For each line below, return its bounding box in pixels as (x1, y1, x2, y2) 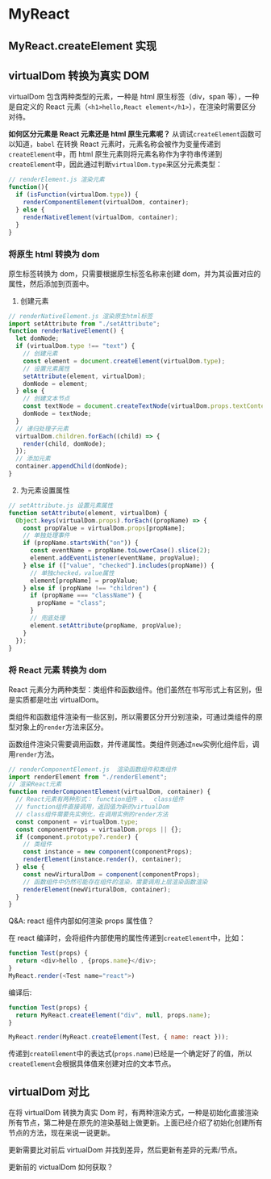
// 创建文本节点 (23, 395, 70, 403)
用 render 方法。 (8, 749, 59, 759)
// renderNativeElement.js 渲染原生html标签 (8, 312, 153, 320)
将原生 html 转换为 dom (8, 249, 100, 260)
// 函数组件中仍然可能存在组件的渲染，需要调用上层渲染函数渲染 (23, 878, 208, 886)
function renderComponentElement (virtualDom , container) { (8, 788, 211, 796)
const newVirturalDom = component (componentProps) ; (23, 870, 200, 879)
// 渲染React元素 (8, 780, 62, 788)
